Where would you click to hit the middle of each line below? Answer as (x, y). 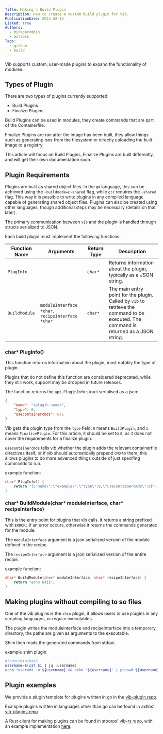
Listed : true (18, 23)
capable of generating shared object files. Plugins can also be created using (81, 202)
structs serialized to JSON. (32, 227)
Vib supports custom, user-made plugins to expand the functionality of (76, 64)
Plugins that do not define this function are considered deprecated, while (78, 377)
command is (122, 325)
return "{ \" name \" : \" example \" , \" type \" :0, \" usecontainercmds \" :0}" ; (86, 486)
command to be (126, 313)
